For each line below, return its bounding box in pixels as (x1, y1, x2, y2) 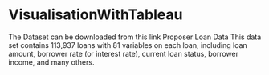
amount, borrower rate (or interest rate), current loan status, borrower (8, 49, 239, 58)
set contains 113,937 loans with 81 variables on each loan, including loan (8, 40, 247, 49)
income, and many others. (8, 57, 95, 67)
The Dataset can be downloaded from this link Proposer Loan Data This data (8, 32, 262, 41)
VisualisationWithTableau (8, 6, 183, 24)
